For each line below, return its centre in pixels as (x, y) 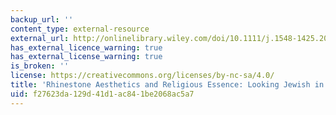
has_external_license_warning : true (86, 57)
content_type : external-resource (80, 29)
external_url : (40, 38)
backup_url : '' (42, 19)
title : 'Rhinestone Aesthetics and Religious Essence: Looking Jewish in (167, 85)
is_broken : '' (40, 66)
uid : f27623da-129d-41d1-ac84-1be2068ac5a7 (102, 94)
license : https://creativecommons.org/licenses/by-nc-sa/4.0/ (142, 76)
